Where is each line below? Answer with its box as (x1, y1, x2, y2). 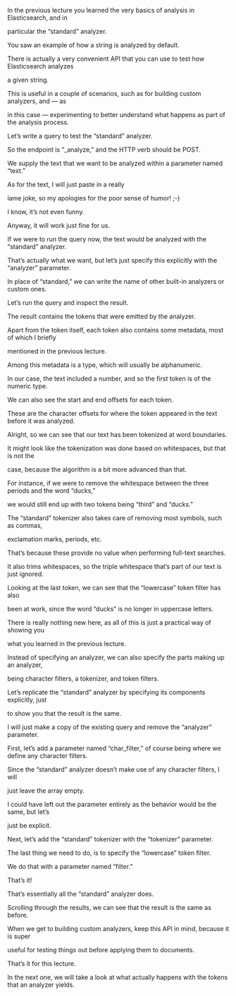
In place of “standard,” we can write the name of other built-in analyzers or (7, 277, 225, 285)
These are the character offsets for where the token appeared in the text (7, 409, 218, 417)
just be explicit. (7, 822, 51, 829)
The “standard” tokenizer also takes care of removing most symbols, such (7, 514, 222, 522)
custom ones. (7, 285, 47, 293)
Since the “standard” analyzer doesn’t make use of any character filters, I (7, 765, 220, 774)
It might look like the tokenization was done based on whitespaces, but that (7, 444, 226, 452)
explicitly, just (7, 695, 47, 704)
